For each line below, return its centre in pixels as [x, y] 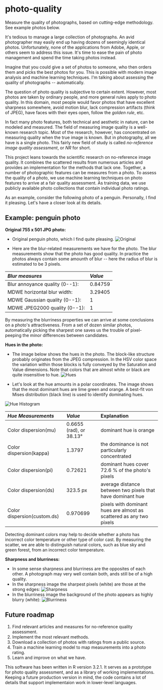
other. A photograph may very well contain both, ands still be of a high [82, 573]
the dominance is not [125, 444]
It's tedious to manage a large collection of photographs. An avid [70, 37]
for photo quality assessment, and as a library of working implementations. [80, 672]
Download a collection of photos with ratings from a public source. [79, 642]
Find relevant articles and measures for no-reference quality [72, 626]
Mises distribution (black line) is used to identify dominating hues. [78, 394]
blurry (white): [26, 599]
